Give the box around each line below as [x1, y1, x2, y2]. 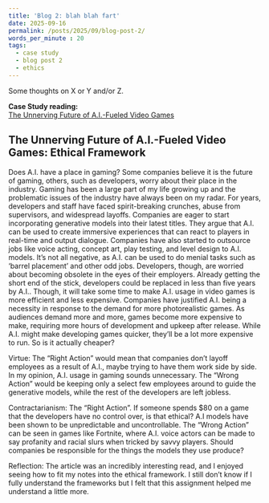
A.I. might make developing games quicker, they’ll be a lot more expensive [8, 329, 254, 339]
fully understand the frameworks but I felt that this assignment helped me [8, 478, 251, 488]
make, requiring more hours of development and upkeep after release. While [8, 320, 261, 330]
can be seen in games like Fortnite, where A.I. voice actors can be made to [8, 428, 255, 438]
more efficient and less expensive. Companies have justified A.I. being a [8, 294, 247, 305]
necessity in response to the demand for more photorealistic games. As [8, 303, 245, 313]
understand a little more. [8, 486, 90, 496]
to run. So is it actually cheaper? [8, 338, 115, 347]
